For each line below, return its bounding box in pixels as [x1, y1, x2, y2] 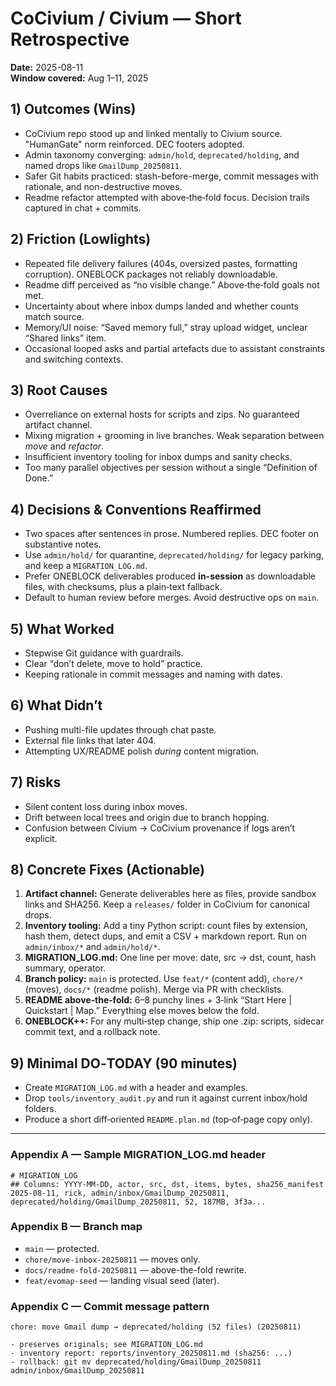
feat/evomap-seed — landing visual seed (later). [24, 1274, 220, 1286]
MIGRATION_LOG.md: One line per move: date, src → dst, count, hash [24, 952, 317, 964]
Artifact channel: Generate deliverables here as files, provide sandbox [24, 888, 317, 900]
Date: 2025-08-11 [10, 61, 84, 73]
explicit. [24, 832, 58, 844]
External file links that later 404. [24, 734, 157, 746]
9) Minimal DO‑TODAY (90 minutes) [10, 1055, 238, 1072]
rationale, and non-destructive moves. [24, 180, 183, 192]
